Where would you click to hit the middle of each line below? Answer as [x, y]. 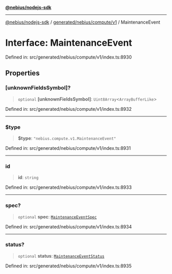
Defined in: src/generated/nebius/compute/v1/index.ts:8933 [69, 187]
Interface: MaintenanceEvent [69, 43]
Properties [23, 73]
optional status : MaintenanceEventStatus [61, 256]
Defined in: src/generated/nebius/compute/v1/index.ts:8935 [69, 266]
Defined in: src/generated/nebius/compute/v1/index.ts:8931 [68, 148]
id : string [28, 178]
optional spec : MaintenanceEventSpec [57, 217]
